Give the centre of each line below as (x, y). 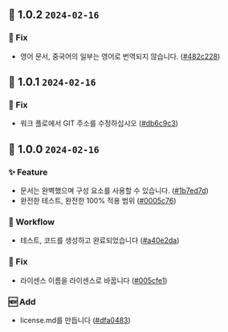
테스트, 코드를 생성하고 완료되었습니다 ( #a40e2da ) (100, 240)
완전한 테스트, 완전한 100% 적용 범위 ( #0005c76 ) (98, 201)
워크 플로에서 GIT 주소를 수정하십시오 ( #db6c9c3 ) (99, 123)
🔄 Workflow (31, 222)
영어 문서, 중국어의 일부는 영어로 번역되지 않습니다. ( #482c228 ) (120, 56)
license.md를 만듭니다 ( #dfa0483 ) (75, 320)
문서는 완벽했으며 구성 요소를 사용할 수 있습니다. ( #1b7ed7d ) (114, 191)
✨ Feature (28, 172)
